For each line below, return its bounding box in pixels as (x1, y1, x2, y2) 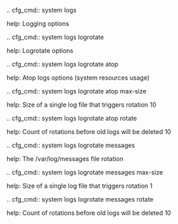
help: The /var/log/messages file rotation (6, 155, 124, 163)
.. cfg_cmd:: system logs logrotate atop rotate (6, 114, 138, 122)
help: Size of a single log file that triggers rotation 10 (6, 100, 156, 109)
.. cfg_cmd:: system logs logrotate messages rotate (6, 195, 154, 203)
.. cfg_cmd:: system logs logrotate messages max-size (6, 168, 163, 177)
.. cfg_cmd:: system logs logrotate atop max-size (6, 87, 147, 95)
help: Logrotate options (6, 47, 74, 54)
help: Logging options (6, 20, 70, 27)
